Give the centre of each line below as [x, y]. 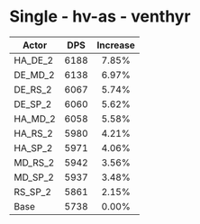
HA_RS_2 [33, 133]
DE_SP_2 [33, 103]
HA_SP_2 [33, 148]
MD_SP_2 [34, 177]
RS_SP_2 [33, 192]
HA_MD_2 [35, 119]
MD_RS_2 [34, 162]
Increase [116, 45]
